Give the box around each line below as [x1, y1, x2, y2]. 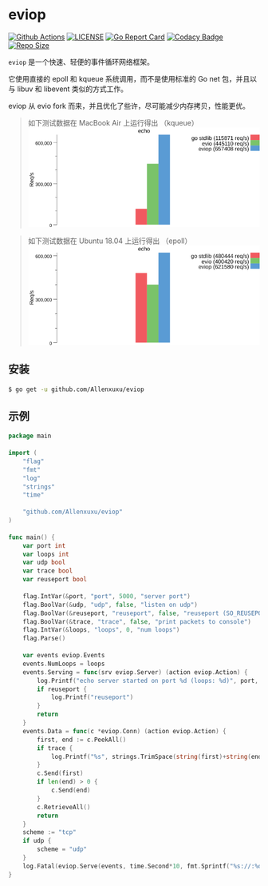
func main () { [8, 533, 56, 541]
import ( [8, 449, 37, 457]
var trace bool [22, 567, 73, 575]
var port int [22, 541, 66, 549]
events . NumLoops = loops [22, 660, 105, 668]
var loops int [22, 550, 69, 558]
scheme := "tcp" [22, 828, 77, 836]
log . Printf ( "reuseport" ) [50, 693, 134, 701]
